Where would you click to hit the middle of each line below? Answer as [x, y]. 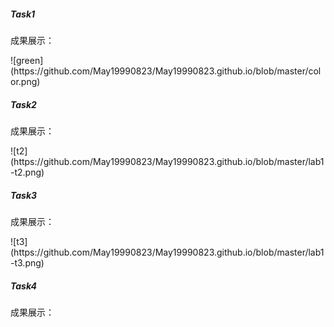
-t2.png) [27, 172]
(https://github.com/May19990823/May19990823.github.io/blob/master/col [166, 71]
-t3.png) [27, 262]
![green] [27, 60]
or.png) [25, 81]
